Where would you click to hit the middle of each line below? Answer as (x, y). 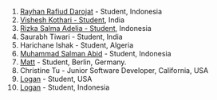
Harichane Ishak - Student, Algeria (77, 45)
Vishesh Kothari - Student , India (72, 20)
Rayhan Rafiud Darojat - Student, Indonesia (91, 12)
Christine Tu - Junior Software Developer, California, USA (114, 70)
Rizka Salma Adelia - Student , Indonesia (85, 28)
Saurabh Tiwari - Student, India (71, 37)
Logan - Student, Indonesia (65, 87)
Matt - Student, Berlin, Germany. (73, 62)
